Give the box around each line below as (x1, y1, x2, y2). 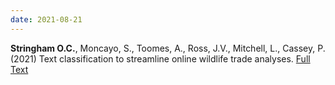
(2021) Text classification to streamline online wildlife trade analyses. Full (10, 52, 311, 65)
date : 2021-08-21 (10, 14, 83, 25)
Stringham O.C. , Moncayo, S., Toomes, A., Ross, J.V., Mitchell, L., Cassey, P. (10, 42, 326, 54)
